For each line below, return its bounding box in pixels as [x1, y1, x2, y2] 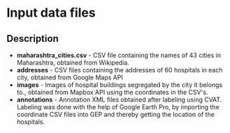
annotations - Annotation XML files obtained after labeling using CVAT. [16, 95, 222, 104]
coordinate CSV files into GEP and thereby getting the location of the [16, 110, 215, 118]
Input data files [6, 5, 96, 21]
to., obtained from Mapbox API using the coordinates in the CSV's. [16, 88, 208, 96]
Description [6, 33, 59, 45]
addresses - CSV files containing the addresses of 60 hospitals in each [16, 66, 223, 74]
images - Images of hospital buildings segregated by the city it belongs [16, 81, 223, 88]
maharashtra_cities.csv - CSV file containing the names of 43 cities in [16, 51, 222, 59]
